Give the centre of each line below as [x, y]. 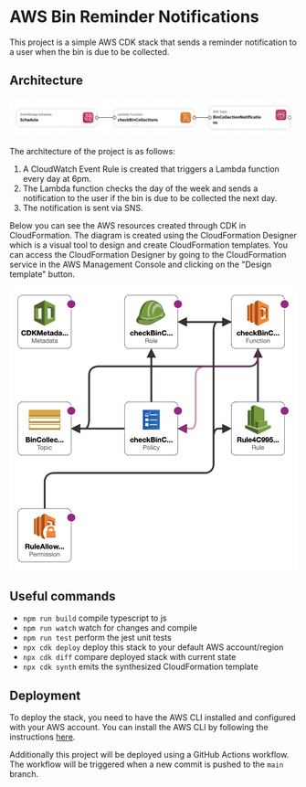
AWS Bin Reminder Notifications [135, 17]
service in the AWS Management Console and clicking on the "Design [141, 265]
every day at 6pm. [57, 179]
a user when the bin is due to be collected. [90, 51]
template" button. [42, 274]
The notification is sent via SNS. [83, 208]
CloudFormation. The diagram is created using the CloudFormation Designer [153, 236]
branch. [24, 773]
